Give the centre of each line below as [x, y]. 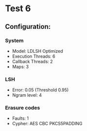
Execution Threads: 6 [33, 56]
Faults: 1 [20, 118]
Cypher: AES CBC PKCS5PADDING [47, 124]
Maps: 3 [20, 66]
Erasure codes [22, 108]
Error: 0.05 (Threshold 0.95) [40, 90]
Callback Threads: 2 [32, 61]
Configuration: [28, 27]
